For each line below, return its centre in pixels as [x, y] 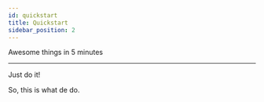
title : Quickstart [38, 23]
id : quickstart [33, 15]
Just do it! [24, 75]
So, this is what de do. [44, 90]
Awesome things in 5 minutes [56, 53]
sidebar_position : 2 [42, 30]
